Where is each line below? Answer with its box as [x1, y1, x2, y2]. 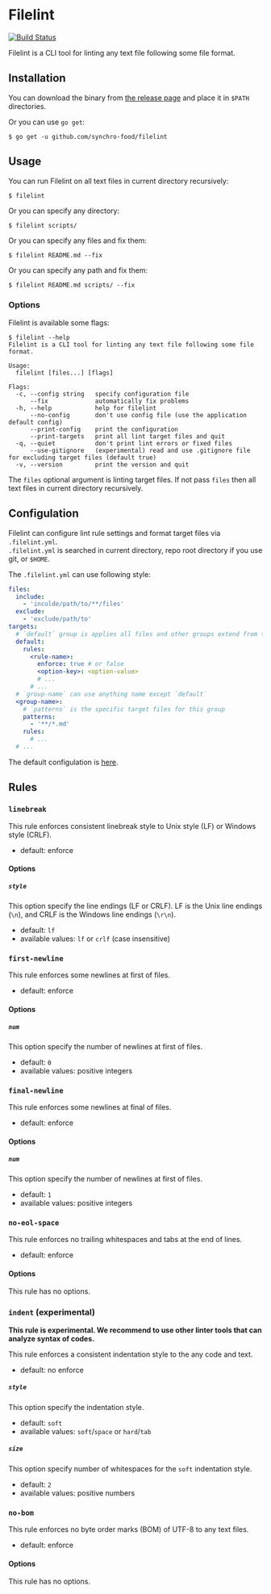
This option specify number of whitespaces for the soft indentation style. [8, 1463, 252, 1474]
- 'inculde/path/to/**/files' [23, 600, 125, 609]
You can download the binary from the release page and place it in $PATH [8, 93, 250, 103]
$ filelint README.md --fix [8, 251, 103, 259]
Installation [8, 71, 66, 86]
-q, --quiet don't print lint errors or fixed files [15, 439, 232, 447]
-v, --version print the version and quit [15, 460, 190, 469]
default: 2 [19, 1479, 52, 1489]
